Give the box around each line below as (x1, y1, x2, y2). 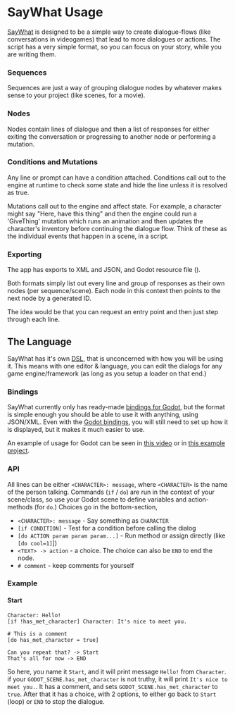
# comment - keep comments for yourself (17, 561, 134, 569)
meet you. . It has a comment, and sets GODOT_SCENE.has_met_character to (7, 682, 218, 690)
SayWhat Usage (7, 4, 103, 20)
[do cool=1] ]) (17, 538, 58, 547)
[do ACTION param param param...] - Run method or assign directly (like (17, 531, 226, 540)
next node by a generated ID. (7, 294, 91, 303)
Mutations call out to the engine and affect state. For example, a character (7, 201, 222, 210)
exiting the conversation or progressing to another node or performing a (7, 132, 216, 141)
